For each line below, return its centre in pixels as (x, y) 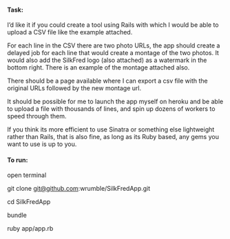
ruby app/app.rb (30, 229)
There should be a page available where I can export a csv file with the (107, 81)
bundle (17, 215)
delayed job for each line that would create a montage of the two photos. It (113, 53)
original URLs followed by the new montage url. (74, 88)
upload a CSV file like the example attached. (70, 32)
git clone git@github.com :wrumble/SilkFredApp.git (79, 189)
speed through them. (37, 116)
